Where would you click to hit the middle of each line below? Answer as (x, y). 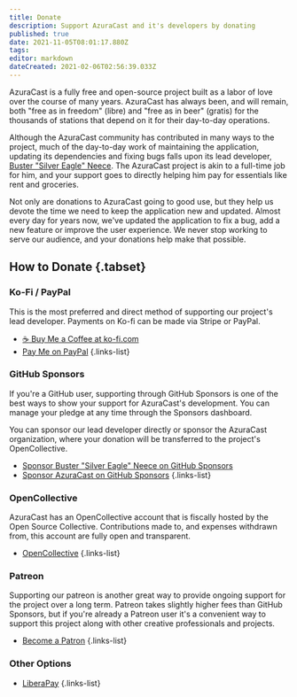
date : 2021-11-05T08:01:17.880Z (69, 42)
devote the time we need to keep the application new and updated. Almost (145, 211)
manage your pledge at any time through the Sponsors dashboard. (131, 412)
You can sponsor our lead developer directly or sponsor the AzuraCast (138, 430)
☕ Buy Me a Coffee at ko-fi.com (80, 338)
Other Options (40, 663)
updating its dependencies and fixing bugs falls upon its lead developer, (141, 156)
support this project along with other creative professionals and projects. (142, 623)
